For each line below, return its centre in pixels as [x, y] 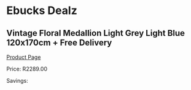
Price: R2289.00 [27, 69]
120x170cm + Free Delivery [59, 42]
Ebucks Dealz [42, 11]
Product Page [24, 57]
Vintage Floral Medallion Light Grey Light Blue [96, 33]
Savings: [18, 81]
